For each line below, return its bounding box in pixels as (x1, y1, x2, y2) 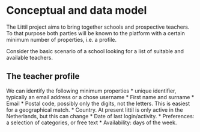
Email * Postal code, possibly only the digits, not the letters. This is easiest (6, 100, 190, 107)
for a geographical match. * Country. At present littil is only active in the (6, 106, 183, 113)
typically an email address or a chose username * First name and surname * (6, 93, 195, 100)
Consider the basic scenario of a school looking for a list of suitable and (6, 47, 184, 54)
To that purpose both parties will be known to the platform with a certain (6, 29, 185, 36)
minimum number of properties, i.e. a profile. (6, 36, 117, 43)
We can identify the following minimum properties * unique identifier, (6, 87, 177, 94)
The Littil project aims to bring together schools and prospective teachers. (6, 23, 190, 30)
